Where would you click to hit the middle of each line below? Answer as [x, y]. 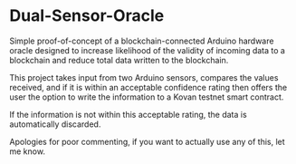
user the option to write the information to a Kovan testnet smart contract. [147, 97]
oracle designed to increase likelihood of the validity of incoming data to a [147, 50]
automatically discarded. [55, 124]
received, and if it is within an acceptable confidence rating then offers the [148, 87]
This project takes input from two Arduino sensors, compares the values [144, 77]
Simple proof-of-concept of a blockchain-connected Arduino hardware [142, 41]
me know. [27, 151]
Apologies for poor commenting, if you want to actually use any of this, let [147, 141]
